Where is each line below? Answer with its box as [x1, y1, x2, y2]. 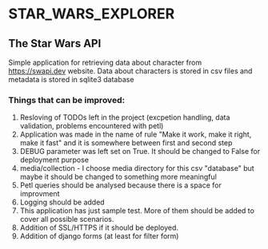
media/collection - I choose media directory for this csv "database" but [19, 164, 254, 173]
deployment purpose [19, 155, 90, 164]
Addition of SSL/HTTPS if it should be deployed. [19, 223, 178, 232]
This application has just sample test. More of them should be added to [19, 206, 254, 215]
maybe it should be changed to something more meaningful [19, 172, 218, 182]
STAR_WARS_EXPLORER [8, 5, 175, 23]
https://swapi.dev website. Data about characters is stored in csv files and [8, 66, 253, 76]
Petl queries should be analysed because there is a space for [19, 180, 222, 190]
